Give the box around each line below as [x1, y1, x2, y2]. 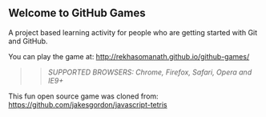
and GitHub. [8, 36, 48, 46]
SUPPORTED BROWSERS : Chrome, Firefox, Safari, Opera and [47, 67, 252, 77]
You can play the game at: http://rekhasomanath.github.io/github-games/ [8, 51, 250, 61]
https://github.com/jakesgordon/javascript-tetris [8, 99, 168, 109]
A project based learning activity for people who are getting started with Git [8, 27, 258, 37]
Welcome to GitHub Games [8, 6, 146, 20]
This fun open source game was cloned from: [8, 91, 159, 101]
